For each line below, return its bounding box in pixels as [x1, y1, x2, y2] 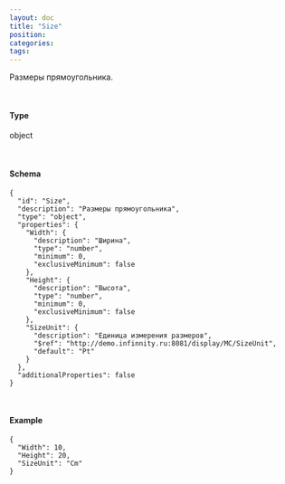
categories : [9, 38, 54, 48]
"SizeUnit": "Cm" [17, 459, 83, 468]
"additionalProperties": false [17, 370, 136, 380]
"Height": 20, [17, 451, 71, 460]
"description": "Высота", [33, 283, 131, 292]
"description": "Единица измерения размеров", [33, 331, 213, 340]
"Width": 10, [17, 442, 67, 452]
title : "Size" [9, 22, 63, 31]
